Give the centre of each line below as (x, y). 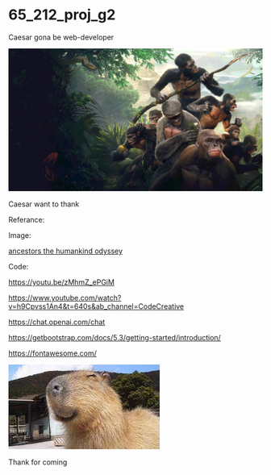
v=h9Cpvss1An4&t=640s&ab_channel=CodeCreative (96, 306)
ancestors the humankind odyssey (66, 251)
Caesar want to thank (44, 204)
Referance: (27, 220)
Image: (20, 235)
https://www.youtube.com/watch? (65, 298)
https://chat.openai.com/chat (57, 322)
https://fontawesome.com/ (52, 353)
